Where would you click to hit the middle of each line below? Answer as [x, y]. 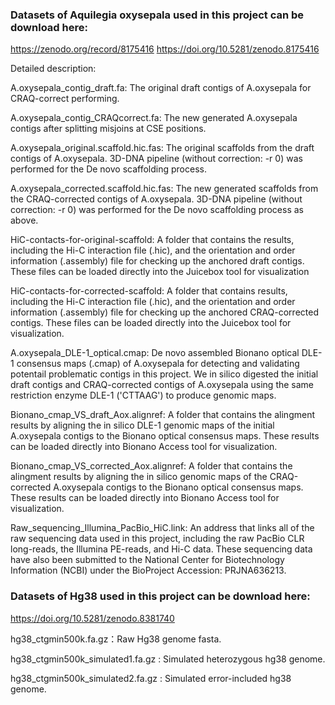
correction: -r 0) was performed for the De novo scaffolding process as [157, 210]
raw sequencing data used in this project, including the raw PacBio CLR [157, 539]
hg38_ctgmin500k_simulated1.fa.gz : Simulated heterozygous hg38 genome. [168, 659]
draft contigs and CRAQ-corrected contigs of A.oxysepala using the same [162, 385]
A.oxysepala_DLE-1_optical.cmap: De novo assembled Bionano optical [155, 353]
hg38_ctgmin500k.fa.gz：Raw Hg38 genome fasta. [116, 639]
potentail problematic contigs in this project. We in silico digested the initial [164, 374]
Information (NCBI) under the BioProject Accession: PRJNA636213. [148, 570]
